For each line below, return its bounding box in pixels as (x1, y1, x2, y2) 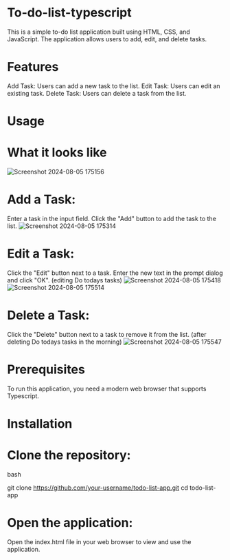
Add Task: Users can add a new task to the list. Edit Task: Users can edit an (7, 81, 221, 90)
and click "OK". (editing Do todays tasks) (7, 276, 122, 284)
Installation (7, 415, 73, 431)
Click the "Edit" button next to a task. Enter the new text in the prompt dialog (7, 269, 223, 277)
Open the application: (7, 515, 133, 531)
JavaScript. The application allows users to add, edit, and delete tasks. (7, 34, 207, 43)
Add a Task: (7, 191, 76, 207)
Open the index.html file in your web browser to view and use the (7, 537, 192, 546)
